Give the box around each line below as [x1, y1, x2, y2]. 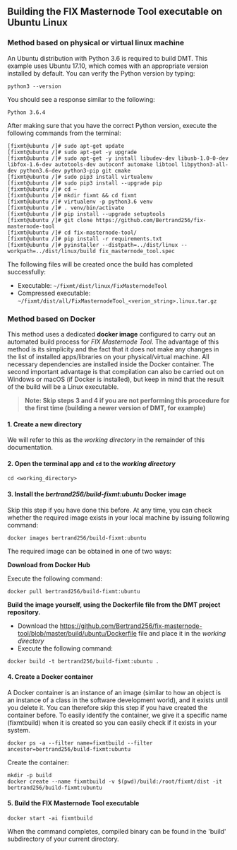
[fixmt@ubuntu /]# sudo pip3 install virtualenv [7, 173, 153, 180]
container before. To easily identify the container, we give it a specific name [7, 711, 228, 719]
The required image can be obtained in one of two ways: [7, 547, 172, 555]
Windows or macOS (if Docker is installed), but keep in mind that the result [7, 375, 224, 383]
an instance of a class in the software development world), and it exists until [7, 696, 228, 704]
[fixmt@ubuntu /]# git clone [7, 216, 93, 223]
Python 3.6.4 [7, 109, 46, 116]
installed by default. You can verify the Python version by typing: [7, 69, 195, 77]
